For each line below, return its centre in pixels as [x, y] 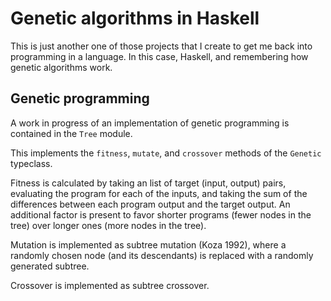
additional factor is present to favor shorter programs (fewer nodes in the [161, 214]
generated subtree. [50, 266]
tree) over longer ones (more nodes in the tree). [108, 225]
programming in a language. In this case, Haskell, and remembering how [159, 56]
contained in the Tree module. [71, 133]
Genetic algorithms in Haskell [135, 18]
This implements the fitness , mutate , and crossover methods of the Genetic [166, 153]
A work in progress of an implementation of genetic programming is [150, 123]
